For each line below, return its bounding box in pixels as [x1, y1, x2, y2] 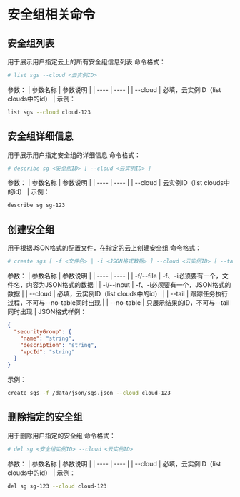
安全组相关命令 [7, 6, 96, 23]
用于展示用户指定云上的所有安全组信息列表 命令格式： [7, 58, 166, 66]
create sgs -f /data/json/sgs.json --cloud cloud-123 [7, 390, 171, 397]
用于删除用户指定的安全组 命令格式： [7, 431, 116, 440]
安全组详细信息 [7, 130, 74, 143]
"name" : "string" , [20, 335, 75, 342]
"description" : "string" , [20, 341, 98, 348]
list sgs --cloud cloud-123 [7, 109, 91, 116]
